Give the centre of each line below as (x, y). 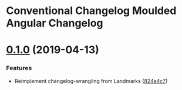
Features (19, 68)
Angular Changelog (55, 23)
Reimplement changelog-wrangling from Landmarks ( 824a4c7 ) (91, 81)
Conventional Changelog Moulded (91, 11)
